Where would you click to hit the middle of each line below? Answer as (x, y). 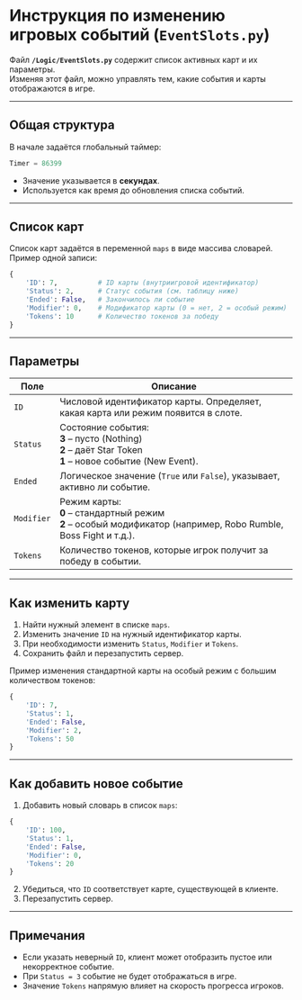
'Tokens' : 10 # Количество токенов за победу (122, 316)
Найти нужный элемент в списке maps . (96, 625)
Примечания (47, 936)
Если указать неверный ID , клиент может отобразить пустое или (147, 957)
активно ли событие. (105, 487)
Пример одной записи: (53, 258)
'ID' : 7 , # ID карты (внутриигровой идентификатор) (142, 283)
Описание (174, 386)
